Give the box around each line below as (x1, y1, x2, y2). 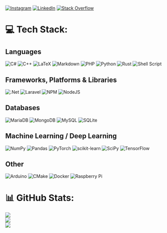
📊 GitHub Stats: (5, 192, 75, 204)
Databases (5, 104, 41, 112)
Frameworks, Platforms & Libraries (5, 75, 117, 84)
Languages (5, 47, 42, 56)
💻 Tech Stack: (5, 24, 68, 35)
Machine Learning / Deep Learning (5, 132, 117, 140)
